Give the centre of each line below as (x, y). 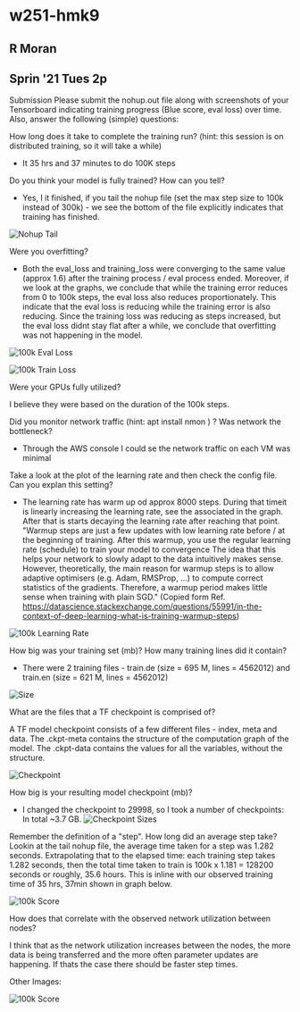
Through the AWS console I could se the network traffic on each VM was (156, 448)
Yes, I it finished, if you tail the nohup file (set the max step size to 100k (153, 198)
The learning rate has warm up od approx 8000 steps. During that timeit (154, 502)
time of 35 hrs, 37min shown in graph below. (91, 884)
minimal (37, 458)
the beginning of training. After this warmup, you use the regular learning (156, 540)
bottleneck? (31, 431)
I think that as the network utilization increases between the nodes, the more (150, 945)
